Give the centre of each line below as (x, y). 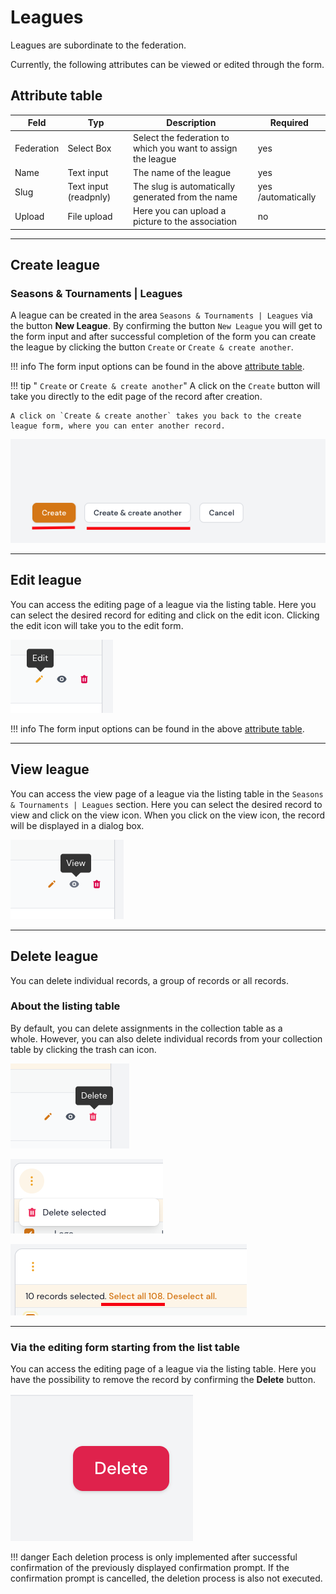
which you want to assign (185, 148)
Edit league (46, 580)
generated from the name (185, 197)
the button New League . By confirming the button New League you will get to (166, 326)
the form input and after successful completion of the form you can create (163, 337)
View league (50, 769)
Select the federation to (181, 137)
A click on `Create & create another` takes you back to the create (156, 416)
